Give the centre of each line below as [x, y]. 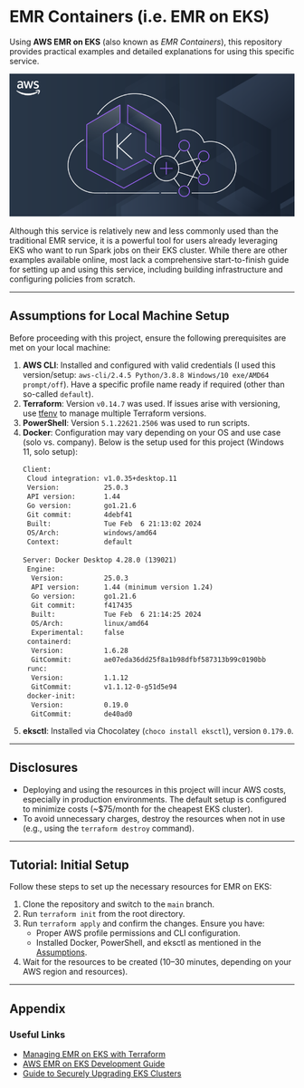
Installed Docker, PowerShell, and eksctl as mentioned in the [148, 943]
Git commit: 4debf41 [80, 515]
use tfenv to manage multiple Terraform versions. [114, 413]
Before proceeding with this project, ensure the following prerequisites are [148, 338]
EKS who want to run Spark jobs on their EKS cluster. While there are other [148, 250]
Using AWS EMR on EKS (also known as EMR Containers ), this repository [146, 42]
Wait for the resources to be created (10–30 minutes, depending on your [157, 962]
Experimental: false [78, 632]
